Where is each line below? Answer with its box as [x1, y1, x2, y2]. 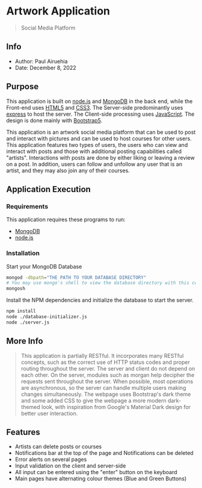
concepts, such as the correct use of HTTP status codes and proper [20, 358, 191, 366]
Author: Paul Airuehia [14, 57, 68, 64]
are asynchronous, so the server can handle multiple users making [20, 384, 186, 391]
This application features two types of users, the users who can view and [6, 141, 188, 148]
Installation [6, 249, 40, 257]
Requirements [6, 202, 49, 210]
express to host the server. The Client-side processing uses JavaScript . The [6, 110, 195, 117]
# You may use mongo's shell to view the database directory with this [6, 280, 189, 286]
